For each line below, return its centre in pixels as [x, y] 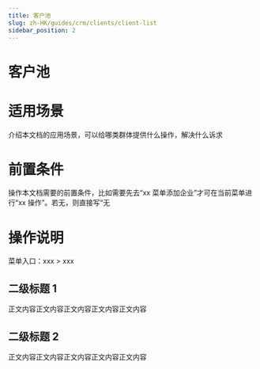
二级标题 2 [34, 336]
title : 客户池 [30, 15]
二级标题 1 [33, 289]
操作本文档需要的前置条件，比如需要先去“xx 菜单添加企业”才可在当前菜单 [127, 193]
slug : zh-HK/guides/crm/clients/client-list [83, 23]
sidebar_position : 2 [42, 30]
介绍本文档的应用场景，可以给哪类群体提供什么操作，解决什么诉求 [115, 135]
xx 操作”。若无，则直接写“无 [64, 203]
